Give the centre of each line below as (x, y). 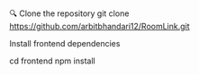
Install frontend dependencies (65, 43)
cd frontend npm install (53, 61)
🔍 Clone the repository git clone (69, 13)
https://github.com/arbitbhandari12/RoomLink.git (100, 26)
